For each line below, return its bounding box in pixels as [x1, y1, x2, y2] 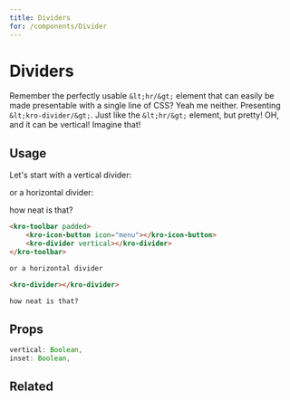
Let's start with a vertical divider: [9, 169, 132, 181]
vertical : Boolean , [9, 346, 83, 355]
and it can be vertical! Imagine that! [9, 119, 141, 130]
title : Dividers [9, 13, 71, 23]
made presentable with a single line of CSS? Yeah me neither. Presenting [9, 100, 281, 111]
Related [9, 379, 54, 395]
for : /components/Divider [9, 22, 107, 31]
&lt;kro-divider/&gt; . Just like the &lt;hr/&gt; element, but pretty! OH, [9, 110, 279, 120]
